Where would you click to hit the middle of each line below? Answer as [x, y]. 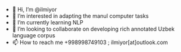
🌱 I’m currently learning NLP [48, 22]
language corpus [33, 35]
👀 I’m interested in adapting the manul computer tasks [80, 16]
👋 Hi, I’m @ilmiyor [34, 9]
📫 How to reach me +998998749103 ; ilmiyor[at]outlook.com [90, 42]
